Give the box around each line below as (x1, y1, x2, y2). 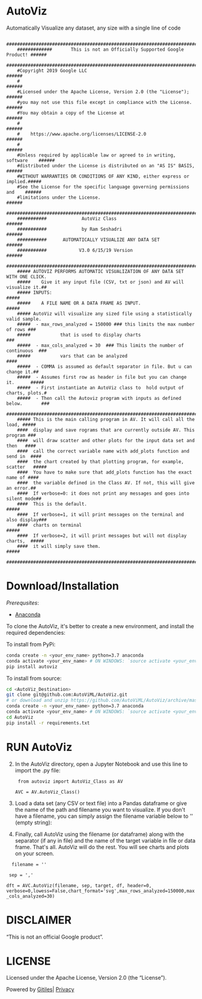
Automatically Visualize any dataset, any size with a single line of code (6, 24, 181, 31)
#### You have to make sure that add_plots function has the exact (17, 469, 192, 475)
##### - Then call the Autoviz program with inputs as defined (17, 395, 182, 401)
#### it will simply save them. (17, 543, 101, 549)
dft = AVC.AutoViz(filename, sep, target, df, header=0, (6, 882, 152, 888)
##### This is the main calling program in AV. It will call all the (17, 416, 195, 422)
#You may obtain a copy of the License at (17, 110, 125, 116)
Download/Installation (6, 579, 119, 593)
